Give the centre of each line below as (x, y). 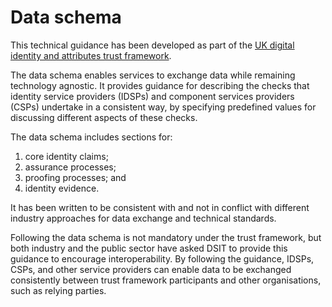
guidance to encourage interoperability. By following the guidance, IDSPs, (162, 258)
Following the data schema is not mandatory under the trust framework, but (166, 237)
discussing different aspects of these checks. (104, 117)
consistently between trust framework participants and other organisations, (166, 280)
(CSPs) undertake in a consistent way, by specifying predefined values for (163, 107)
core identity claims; (66, 156)
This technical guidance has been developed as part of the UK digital (152, 45)
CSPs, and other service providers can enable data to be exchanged (151, 269)
